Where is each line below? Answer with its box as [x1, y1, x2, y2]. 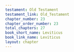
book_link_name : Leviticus [5, 35, 61, 40]
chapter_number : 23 [5, 16, 45, 21]
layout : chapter [5, 40, 38, 45]
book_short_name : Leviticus [5, 30, 63, 35]
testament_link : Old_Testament [5, 12, 70, 17]
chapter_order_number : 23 [5, 21, 58, 26]
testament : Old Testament [5, 7, 58, 12]
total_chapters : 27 [5, 26, 45, 31]
